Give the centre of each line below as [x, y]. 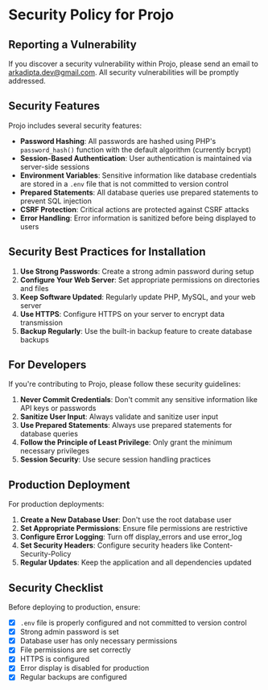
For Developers [47, 365]
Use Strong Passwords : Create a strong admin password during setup [137, 271]
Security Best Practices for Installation [107, 252]
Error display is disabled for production [85, 668]
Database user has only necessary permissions [99, 641]
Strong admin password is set [69, 632]
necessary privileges [55, 451]
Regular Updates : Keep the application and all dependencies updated [136, 563]
